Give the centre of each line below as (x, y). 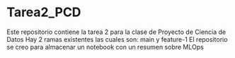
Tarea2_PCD (44, 12)
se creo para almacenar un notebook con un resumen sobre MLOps (105, 47)
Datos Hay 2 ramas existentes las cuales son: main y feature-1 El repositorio (117, 39)
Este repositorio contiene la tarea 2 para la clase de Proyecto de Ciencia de (116, 32)
